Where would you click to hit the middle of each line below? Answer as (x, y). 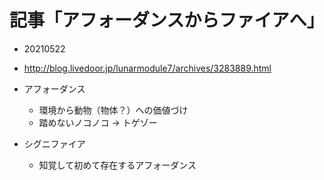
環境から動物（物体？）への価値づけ (113, 110)
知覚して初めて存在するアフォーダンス (117, 165)
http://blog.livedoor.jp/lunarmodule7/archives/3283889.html (147, 68)
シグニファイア (54, 143)
